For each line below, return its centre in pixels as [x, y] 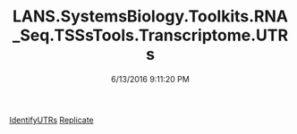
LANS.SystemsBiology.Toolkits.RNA [150, 17]
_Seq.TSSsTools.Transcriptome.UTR [150, 35]
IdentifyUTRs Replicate [51, 120]
